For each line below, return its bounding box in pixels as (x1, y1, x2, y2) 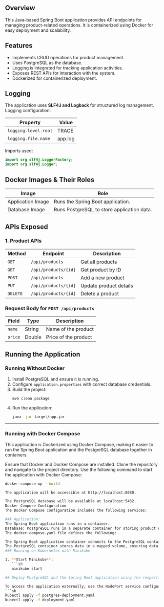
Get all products (80, 258, 117, 265)
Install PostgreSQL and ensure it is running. (12, 376, 99, 382)
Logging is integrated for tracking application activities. (12, 65, 123, 70)
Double (24, 334, 41, 340)
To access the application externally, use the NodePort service (5, 584, 141, 589)
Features (5, 42, 33, 50)
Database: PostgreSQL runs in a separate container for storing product (5, 526, 156, 531)
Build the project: (12, 386, 47, 392)
